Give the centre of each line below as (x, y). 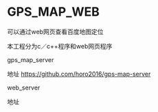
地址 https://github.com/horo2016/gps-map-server (79, 74)
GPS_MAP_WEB (53, 12)
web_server (24, 87)
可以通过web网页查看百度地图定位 (55, 31)
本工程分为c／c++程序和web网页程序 (60, 46)
